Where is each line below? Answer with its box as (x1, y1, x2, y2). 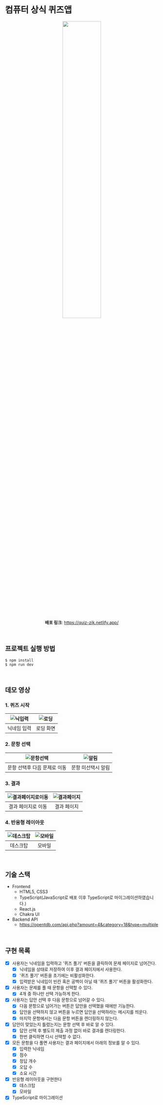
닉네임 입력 (7, 725, 32, 732)
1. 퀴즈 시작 (5, 702, 30, 709)
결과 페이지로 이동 (8, 803, 48, 810)
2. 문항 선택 (5, 741, 31, 748)
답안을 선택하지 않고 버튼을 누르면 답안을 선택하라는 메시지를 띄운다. (19, 1009, 148, 1015)
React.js (19, 906, 36, 912)
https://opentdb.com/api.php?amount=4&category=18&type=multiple (19, 922, 159, 928)
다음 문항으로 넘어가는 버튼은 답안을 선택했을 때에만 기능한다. (19, 1003, 135, 1009)
